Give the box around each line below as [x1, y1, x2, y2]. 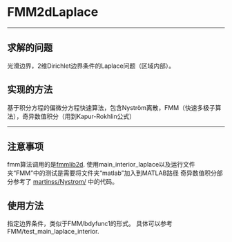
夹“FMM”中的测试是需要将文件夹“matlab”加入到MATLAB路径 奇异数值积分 [7, 169, 217, 177]
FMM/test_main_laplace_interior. [7, 227, 99, 236]
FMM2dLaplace [7, 4, 99, 20]
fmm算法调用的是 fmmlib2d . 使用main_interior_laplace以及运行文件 [7, 160, 195, 169]
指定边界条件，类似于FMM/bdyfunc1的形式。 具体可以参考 [7, 219, 173, 228]
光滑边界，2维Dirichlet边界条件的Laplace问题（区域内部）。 [7, 62, 175, 70]
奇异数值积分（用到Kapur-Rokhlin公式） [21, 112, 136, 120]
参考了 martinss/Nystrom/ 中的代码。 [12, 178, 119, 186]
